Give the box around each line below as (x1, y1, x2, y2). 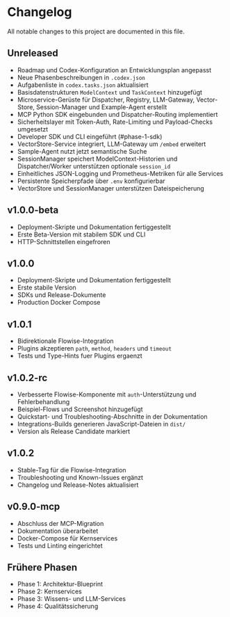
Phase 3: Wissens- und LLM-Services (17, 595, 126, 603)
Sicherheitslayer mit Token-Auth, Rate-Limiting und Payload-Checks (17, 118, 213, 126)
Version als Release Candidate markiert (17, 427, 131, 435)
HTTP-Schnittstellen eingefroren (17, 237, 110, 246)
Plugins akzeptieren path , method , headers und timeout (17, 344, 172, 353)
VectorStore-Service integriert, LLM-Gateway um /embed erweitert (17, 140, 206, 148)
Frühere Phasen (7, 561, 78, 574)
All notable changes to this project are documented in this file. (7, 27, 185, 35)
